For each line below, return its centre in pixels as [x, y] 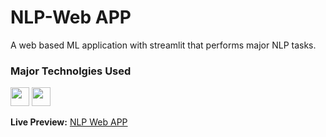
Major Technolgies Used [71, 71]
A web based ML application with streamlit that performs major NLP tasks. [163, 45]
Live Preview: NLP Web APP [69, 122]
